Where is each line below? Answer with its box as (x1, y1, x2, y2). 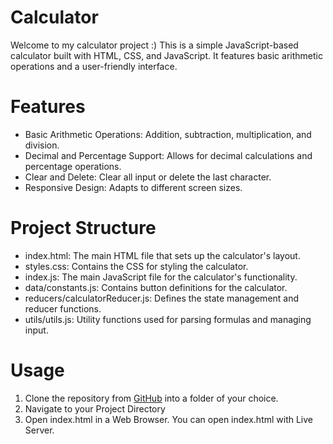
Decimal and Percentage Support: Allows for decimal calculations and (24, 149, 313, 161)
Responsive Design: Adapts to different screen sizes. (24, 181, 243, 193)
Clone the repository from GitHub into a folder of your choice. (24, 392, 279, 404)
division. (24, 139, 60, 151)
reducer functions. (24, 302, 102, 315)
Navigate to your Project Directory (24, 402, 166, 415)
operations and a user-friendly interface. (10, 60, 178, 72)
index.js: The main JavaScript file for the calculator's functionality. (24, 271, 298, 283)
